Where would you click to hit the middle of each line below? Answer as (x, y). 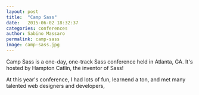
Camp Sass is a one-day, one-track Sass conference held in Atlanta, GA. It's (99, 61)
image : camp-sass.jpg (33, 45)
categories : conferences (37, 28)
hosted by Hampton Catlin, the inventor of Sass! (65, 68)
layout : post (22, 12)
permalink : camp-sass (33, 39)
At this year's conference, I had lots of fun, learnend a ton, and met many (96, 79)
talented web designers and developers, (56, 85)
